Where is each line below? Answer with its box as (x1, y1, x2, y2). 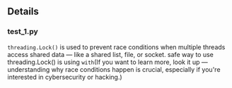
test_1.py (7, 27, 39, 37)
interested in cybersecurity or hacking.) (7, 73, 122, 81)
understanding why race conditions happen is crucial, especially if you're (7, 65, 221, 73)
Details (7, 6, 39, 18)
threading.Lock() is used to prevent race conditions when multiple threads (7, 42, 226, 51)
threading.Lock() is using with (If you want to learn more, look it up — (7, 58, 208, 66)
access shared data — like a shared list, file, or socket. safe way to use (7, 50, 214, 58)
